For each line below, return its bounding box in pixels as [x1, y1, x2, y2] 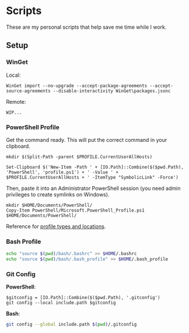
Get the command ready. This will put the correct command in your [6, 136, 167, 143]
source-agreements [6, 88, 51, 94]
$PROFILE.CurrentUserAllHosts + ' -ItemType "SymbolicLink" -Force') [6, 174, 179, 180]
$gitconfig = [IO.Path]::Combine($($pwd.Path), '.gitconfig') [6, 295, 160, 301]
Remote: [6, 98, 26, 105]
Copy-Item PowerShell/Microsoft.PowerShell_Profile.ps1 [6, 207, 145, 213]
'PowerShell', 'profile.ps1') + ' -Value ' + [6, 169, 118, 175]
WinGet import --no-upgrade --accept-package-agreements [6, 83, 148, 89]
